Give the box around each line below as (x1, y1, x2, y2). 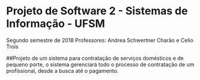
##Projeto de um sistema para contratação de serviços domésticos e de (6, 54, 184, 61)
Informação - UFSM (6, 17, 106, 30)
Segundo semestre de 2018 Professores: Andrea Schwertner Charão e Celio (6, 36, 194, 44)
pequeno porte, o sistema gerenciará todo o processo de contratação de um (6, 61, 195, 68)
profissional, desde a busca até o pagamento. (6, 67, 119, 74)
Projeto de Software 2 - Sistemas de (6, 4, 188, 18)
